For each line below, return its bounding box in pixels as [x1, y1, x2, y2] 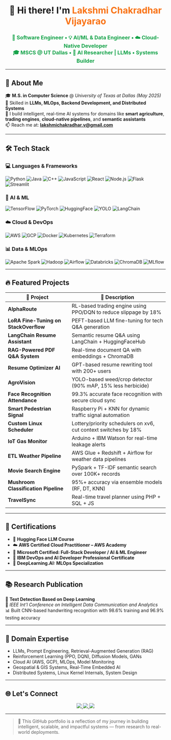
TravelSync [8, 496, 36, 503]
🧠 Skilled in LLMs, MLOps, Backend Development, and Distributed [5, 100, 147, 106]
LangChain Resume [8, 332, 56, 339]
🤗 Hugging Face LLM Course [12, 536, 75, 542]
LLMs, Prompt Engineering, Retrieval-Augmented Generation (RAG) [12, 648, 154, 654]
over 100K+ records [71, 470, 121, 477]
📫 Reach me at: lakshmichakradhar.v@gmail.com [5, 122, 113, 128]
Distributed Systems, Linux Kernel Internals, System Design [12, 669, 137, 676]
